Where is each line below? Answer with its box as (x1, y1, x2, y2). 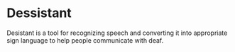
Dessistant (6, 5, 72, 21)
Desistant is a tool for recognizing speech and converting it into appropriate (6, 28, 228, 37)
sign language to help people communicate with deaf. (6, 36, 164, 44)
